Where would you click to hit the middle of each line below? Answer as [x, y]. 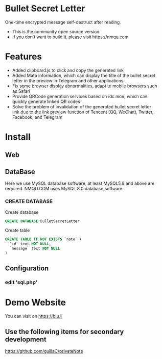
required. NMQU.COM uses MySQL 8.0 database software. [64, 189]
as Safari [21, 91]
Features [23, 57]
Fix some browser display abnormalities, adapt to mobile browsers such [85, 86]
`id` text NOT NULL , [30, 244]
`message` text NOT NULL [35, 249]
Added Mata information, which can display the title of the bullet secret [84, 75]
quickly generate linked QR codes [46, 102]
